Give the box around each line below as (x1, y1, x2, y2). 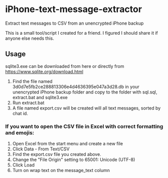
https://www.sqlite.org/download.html (5, 68, 84, 74)
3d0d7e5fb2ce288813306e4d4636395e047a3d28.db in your (12, 83, 139, 90)
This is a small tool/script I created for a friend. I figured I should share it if (5, 30, 158, 36)
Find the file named (12, 78, 53, 84)
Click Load (12, 162, 35, 168)
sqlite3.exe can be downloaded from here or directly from (5, 63, 124, 69)
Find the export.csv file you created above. (12, 151, 101, 157)
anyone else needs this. (5, 35, 54, 41)
